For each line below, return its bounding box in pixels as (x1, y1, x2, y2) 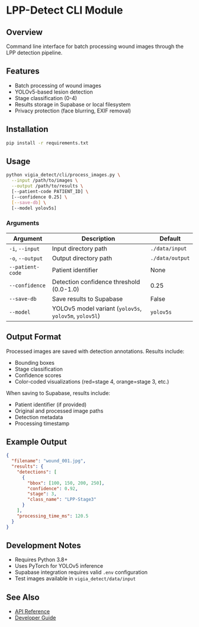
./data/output (150, 255, 190, 261)
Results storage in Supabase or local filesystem (14, 101, 131, 108)
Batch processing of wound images (14, 82, 102, 89)
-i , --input (9, 244, 40, 252)
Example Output (6, 436, 67, 447)
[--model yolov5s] (11, 205, 57, 211)
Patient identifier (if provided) (14, 401, 87, 408)
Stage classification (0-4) (14, 94, 78, 101)
